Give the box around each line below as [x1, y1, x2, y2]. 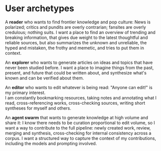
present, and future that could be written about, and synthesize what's [5, 70, 147, 75]
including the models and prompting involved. [5, 140, 97, 146]
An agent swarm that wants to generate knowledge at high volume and [5, 114, 148, 120]
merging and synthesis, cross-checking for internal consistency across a [5, 130, 152, 136]
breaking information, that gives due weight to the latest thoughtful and [5, 35, 148, 40]
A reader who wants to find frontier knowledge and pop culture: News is [5, 19, 151, 25]
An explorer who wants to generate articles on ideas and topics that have [5, 59, 153, 65]
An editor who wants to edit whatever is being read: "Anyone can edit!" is [5, 84, 153, 90]
